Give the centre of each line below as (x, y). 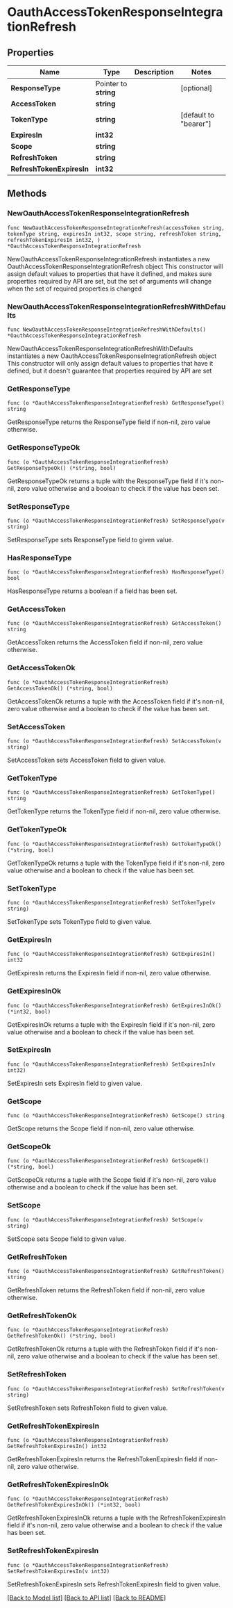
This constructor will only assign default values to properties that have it (110, 363)
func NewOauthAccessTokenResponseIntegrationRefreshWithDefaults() (107, 330)
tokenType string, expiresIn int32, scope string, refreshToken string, (114, 234)
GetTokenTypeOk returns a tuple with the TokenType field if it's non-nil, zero (116, 863)
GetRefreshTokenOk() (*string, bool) (62, 1336)
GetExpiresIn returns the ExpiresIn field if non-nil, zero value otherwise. (109, 973)
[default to (197, 115)
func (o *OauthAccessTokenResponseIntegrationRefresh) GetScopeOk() (108, 1161)
